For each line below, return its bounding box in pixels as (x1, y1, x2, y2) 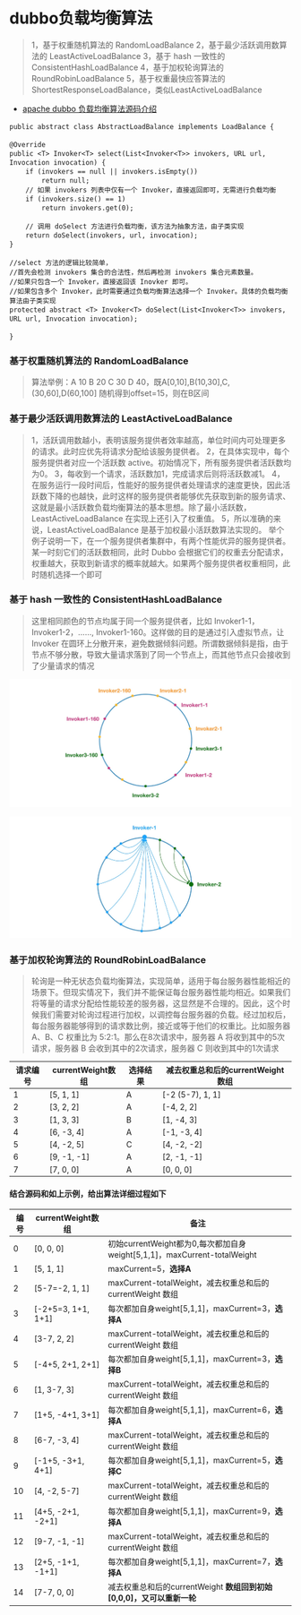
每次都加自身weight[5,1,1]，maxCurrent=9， (107, 1506, 275, 1516)
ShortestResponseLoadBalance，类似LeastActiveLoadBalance (30, 84, 262, 95)
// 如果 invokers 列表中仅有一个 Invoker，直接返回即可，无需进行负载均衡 (25, 185, 277, 194)
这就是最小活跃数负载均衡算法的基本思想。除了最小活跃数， (30, 502, 252, 512)
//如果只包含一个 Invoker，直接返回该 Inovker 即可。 (9, 277, 193, 287)
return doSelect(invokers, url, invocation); (25, 230, 199, 240)
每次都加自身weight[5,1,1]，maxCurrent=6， (107, 1404, 275, 1415)
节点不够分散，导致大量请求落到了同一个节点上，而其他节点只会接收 (30, 649, 283, 659)
